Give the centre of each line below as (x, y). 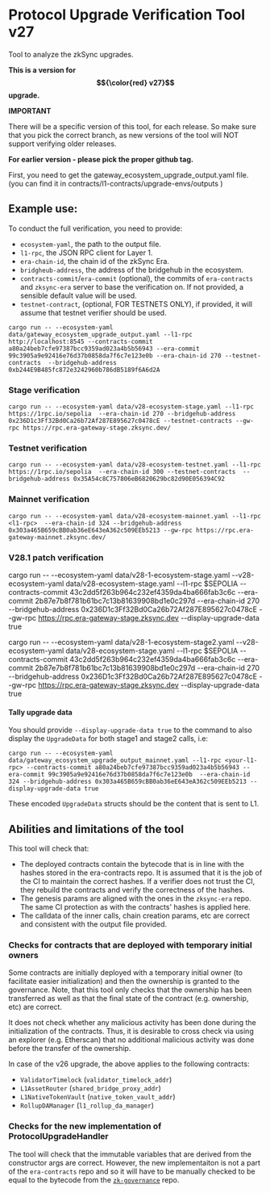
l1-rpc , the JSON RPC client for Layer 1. (86, 253)
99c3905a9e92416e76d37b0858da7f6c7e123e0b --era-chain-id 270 (115, 356)
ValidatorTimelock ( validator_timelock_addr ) (96, 1080)
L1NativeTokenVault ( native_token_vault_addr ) (98, 1097)
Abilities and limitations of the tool (96, 829)
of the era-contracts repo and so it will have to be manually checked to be (132, 1171)
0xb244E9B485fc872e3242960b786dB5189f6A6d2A (84, 370)
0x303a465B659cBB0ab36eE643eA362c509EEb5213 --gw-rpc (101, 530)
